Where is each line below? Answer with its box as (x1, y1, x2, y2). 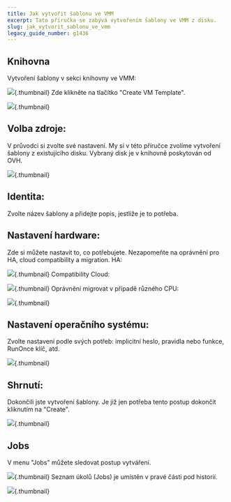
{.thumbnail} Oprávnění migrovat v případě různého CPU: (14, 284, 179, 293)
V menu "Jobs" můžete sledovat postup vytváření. (7, 458, 151, 466)
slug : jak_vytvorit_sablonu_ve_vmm (7, 23, 111, 30)
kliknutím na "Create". (7, 405, 70, 413)
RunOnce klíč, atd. (7, 344, 60, 353)
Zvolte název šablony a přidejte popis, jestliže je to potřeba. (7, 209, 179, 218)
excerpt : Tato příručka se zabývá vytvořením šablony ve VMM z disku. (7, 17, 217, 24)
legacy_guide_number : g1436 (7, 29, 89, 37)
